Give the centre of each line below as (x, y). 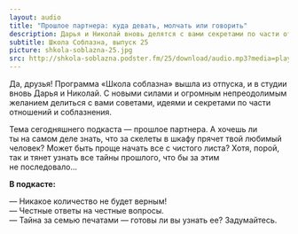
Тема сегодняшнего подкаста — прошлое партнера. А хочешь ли (133, 129)
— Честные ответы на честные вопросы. (86, 211)
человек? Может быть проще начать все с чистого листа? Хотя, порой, (144, 148)
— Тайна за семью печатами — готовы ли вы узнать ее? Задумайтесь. (143, 220)
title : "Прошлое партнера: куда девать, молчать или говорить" (129, 26)
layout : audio (35, 17)
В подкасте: (32, 184)
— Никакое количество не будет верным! (88, 201)
